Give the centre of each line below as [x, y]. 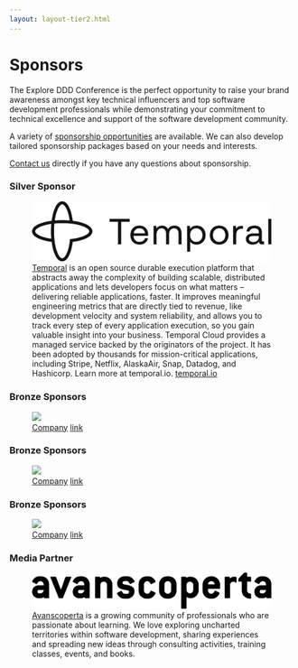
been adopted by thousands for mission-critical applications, [145, 354]
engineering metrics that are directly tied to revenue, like [137, 306]
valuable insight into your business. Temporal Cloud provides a [149, 335]
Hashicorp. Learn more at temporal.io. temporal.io [125, 374]
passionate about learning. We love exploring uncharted [136, 625]
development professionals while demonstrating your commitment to [137, 109]
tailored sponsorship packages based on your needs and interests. [134, 145]
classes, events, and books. [84, 654]
